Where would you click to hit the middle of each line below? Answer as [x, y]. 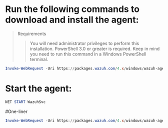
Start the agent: [38, 88]
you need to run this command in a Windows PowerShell [88, 54]
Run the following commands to [72, 9]
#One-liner [16, 111]
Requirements [32, 33]
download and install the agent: [72, 20]
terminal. [39, 59]
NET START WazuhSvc [25, 102]
